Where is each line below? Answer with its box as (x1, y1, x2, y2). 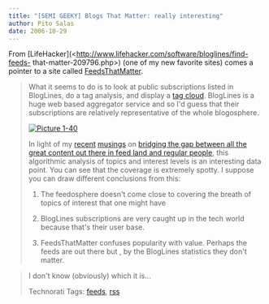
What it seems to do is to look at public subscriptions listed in (28, 82, 234, 92)
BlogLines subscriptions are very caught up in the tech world (40, 214, 245, 224)
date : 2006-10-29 (8, 27, 67, 35)
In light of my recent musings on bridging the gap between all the (28, 139, 248, 149)
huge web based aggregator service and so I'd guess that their (28, 99, 240, 109)
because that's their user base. (40, 222, 145, 232)
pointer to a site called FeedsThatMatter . (8, 66, 144, 76)
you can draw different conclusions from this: (28, 173, 181, 183)
